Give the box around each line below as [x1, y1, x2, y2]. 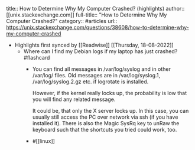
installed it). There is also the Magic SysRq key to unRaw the [32, 120, 180, 126]
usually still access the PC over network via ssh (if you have [32, 113, 178, 120]
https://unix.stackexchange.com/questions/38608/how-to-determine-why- [6, 24, 189, 31]
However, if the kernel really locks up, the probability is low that [32, 90, 187, 96]
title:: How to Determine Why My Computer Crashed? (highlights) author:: [6, 5, 185, 12]
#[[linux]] [32, 138, 55, 144]
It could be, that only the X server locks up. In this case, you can [32, 107, 189, 114]
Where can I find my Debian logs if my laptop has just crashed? [23, 48, 178, 55]
